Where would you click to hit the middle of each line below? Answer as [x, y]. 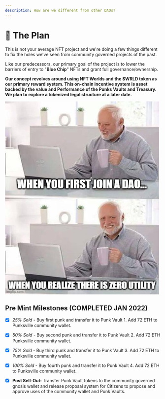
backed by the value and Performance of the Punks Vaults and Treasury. [81, 89]
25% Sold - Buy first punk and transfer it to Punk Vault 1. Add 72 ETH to [85, 320]
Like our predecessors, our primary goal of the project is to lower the [75, 64]
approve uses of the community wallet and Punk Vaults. [69, 391]
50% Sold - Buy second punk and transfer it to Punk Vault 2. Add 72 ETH [86, 335]
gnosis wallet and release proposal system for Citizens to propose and [84, 386]
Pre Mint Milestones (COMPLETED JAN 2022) [76, 308]
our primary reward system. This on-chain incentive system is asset [76, 84]
